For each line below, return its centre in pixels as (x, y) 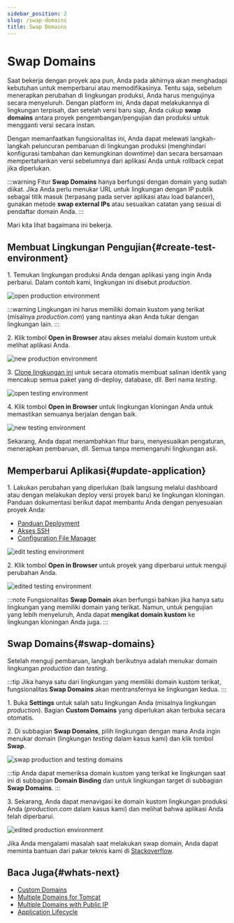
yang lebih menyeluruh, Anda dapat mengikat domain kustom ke (101, 614)
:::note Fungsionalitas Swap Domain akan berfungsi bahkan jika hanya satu (116, 599)
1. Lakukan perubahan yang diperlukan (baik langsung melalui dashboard (112, 487)
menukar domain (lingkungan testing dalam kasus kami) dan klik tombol (110, 739)
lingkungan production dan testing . (58, 668)
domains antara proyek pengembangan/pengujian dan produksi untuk (108, 118)
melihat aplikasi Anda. (39, 345)
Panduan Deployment (49, 523)
